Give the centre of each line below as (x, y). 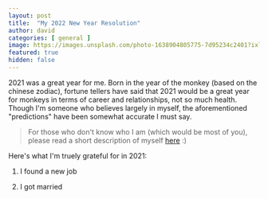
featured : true (33, 53)
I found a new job (48, 171)
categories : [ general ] (49, 38)
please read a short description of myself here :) (107, 140)
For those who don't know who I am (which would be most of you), (138, 131)
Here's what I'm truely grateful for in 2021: (78, 155)
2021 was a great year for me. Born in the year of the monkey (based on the (133, 82)
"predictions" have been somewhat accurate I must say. (100, 116)
